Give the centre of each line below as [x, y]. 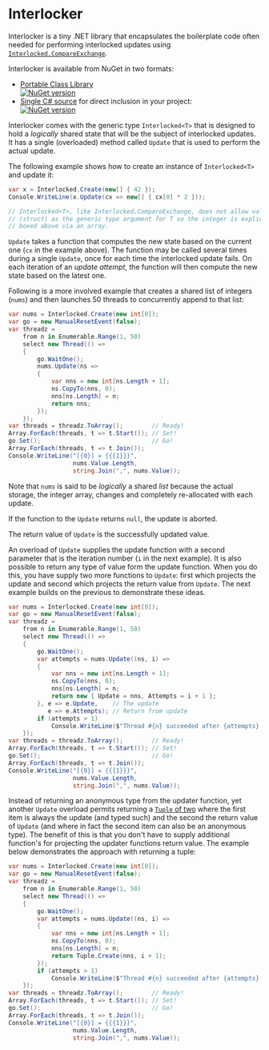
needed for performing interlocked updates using [90, 44]
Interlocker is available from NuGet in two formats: [91, 68]
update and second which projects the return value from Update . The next [129, 583]
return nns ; [71, 404]
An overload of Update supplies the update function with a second [117, 549]
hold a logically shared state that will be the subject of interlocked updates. [132, 134]
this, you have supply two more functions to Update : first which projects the [132, 575]
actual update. [32, 151]
